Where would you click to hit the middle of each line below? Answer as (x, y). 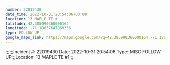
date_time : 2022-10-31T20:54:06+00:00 (46, 14)
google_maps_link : (25, 38)
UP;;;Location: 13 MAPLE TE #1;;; (39, 57)
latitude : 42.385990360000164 (37, 24)
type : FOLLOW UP (22, 33)
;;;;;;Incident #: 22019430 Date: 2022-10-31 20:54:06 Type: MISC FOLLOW (83, 52)
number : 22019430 (24, 10)
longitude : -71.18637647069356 (38, 28)
